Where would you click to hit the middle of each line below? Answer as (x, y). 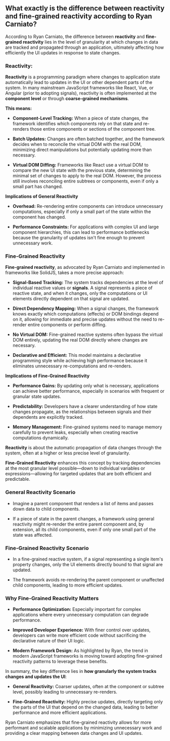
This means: (18, 108)
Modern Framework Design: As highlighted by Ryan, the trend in (80, 651)
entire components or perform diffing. (67, 325)
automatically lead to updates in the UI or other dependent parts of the (79, 82)
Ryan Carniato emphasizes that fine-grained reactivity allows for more (78, 722)
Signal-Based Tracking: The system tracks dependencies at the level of (88, 283)
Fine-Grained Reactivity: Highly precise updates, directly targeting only (88, 702)
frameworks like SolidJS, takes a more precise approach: (65, 273)
